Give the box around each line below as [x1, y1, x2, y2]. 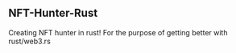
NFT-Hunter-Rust [8, 6, 98, 20]
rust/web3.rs [8, 36, 51, 46]
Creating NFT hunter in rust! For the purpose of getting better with [8, 27, 228, 37]
